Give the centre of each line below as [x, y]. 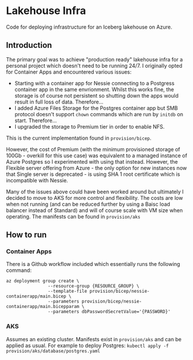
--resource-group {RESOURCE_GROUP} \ [94, 286]
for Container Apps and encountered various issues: [69, 72]
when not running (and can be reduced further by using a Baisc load [88, 204]
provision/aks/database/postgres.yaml [53, 351]
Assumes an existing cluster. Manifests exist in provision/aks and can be [94, 339]
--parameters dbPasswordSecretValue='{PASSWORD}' [109, 312]
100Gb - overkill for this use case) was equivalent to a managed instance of [97, 155]
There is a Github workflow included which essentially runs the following [93, 264]
